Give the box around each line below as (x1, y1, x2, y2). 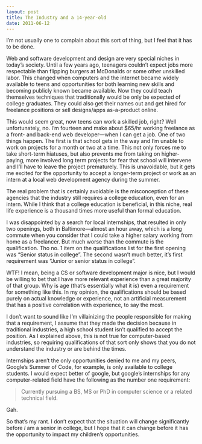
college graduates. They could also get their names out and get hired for (6, 100, 186, 107)
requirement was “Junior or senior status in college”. (6, 257, 136, 265)
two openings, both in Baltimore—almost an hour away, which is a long (6, 225, 182, 233)
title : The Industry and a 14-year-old (6, 15, 107, 21)
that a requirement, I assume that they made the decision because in (6, 319, 177, 327)
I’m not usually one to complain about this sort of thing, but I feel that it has (6, 37, 192, 44)
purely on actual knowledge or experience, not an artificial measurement (6, 295, 187, 302)
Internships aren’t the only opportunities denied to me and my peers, (6, 357, 177, 364)
